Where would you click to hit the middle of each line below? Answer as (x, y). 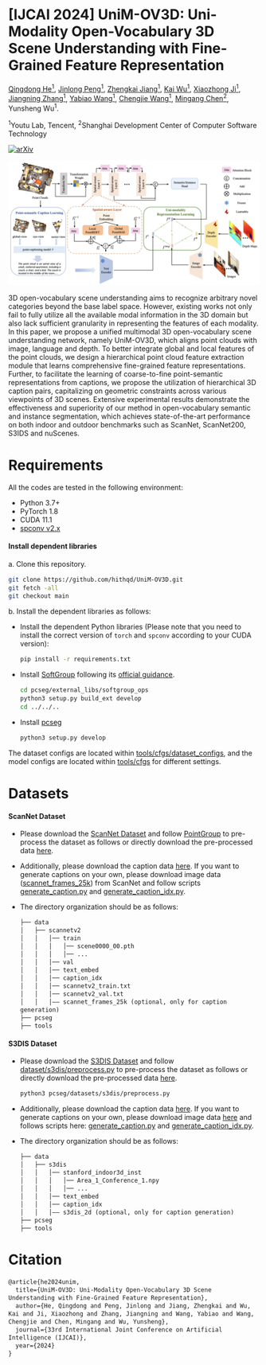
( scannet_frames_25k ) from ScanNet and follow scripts (110, 883)
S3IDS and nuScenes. (44, 433)
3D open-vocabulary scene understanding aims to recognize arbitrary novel (133, 298)
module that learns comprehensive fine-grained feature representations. (127, 365)
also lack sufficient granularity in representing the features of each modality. (133, 323)
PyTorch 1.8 (39, 511)
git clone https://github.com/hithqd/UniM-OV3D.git (96, 579)
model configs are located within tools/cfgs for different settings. (115, 761)
